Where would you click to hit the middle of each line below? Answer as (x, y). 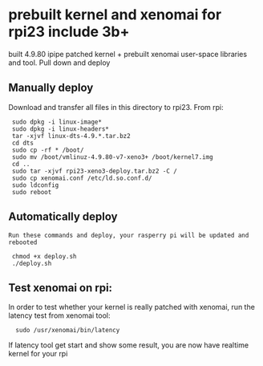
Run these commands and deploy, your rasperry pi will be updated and (129, 235)
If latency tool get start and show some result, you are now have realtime (129, 345)
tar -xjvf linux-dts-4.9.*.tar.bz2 (71, 136)
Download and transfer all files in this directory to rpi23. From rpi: (116, 107)
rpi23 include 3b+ (69, 32)
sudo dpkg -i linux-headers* (61, 129)
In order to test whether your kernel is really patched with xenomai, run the (131, 307)
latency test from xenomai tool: (59, 315)
